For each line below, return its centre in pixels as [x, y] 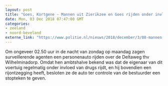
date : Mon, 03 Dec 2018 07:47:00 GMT [44, 19]
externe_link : [20, 38]
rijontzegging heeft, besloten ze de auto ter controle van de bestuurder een [83, 73]
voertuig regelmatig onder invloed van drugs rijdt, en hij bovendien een [78, 67]
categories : [17, 24]
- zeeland [15, 28]
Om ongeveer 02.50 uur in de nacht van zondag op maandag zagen [75, 51]
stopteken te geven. [26, 78]
